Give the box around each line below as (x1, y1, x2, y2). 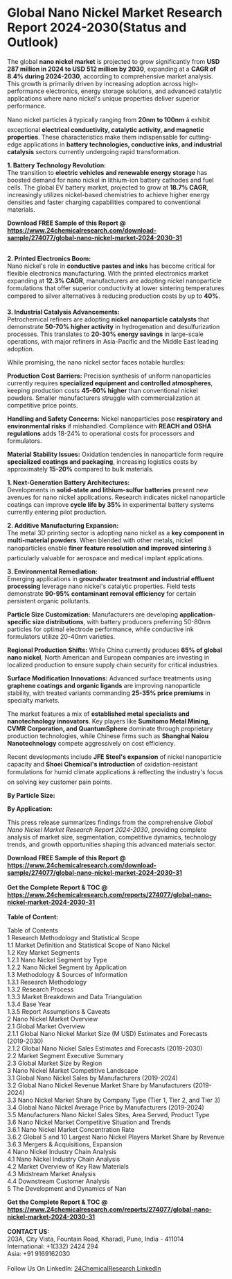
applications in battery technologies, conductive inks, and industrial (23, 140, 222, 149)
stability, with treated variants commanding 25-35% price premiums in (7, 689, 211, 697)
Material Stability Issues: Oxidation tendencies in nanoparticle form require (7, 450, 224, 458)
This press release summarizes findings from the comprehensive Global (7, 818, 213, 826)
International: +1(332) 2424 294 (7, 1242, 98, 1251)
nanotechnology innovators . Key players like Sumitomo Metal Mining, (7, 717, 211, 725)
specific (7, 617, 31, 626)
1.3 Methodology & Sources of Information (7, 970, 128, 978)
